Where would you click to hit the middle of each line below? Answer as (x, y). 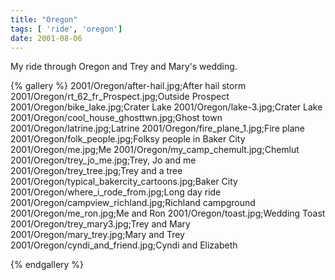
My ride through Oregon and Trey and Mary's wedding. (124, 67)
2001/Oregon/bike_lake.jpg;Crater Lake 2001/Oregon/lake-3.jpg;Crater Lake (166, 107)
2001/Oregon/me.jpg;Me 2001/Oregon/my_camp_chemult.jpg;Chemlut (155, 150)
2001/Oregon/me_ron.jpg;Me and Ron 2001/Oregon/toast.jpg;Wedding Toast (168, 213)
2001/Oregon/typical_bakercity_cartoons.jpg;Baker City (124, 182)
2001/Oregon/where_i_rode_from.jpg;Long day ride (116, 192)
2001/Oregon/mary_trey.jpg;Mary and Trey (97, 235)
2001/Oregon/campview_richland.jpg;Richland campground (133, 203)
